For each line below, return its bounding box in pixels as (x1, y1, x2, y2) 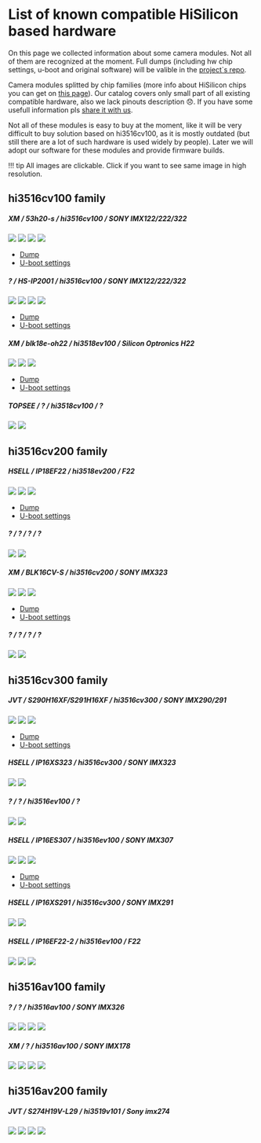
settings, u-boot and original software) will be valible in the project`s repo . (8, 64, 247, 74)
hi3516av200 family (8, 1085, 108, 1098)
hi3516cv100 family (8, 192, 106, 205)
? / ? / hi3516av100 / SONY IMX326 (8, 1002, 125, 1012)
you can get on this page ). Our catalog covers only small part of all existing (8, 88, 251, 97)
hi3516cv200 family (8, 444, 108, 458)
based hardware (8, 22, 117, 40)
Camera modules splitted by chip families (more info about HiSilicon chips (8, 80, 247, 90)
